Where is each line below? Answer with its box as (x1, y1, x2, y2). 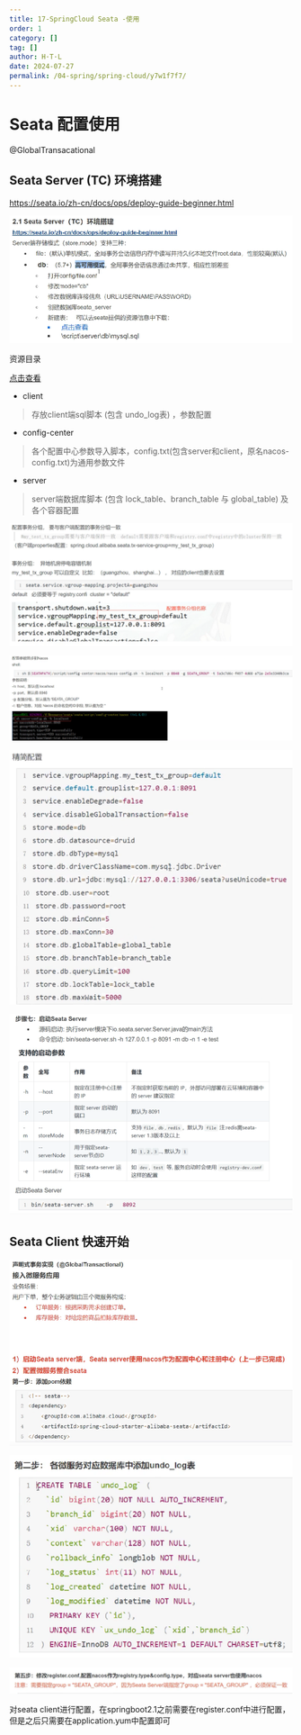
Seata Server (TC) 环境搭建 (9, 173, 162, 188)
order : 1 (9, 23, 42, 33)
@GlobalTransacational (9, 144, 96, 155)
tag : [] (9, 43, 39, 52)
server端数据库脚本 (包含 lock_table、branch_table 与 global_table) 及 (31, 493, 289, 504)
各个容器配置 (31, 505, 79, 516)
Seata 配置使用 (9, 114, 120, 135)
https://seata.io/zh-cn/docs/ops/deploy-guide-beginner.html (9, 197, 235, 208)
